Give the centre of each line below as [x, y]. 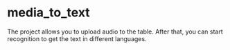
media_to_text [48, 13]
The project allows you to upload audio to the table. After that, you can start [115, 32]
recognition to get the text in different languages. [77, 38]
